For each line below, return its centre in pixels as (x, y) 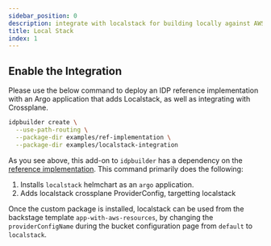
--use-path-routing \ (52, 130)
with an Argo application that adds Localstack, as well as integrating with (129, 99)
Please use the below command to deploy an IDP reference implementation (133, 90)
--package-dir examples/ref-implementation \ (94, 137)
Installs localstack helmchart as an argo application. (107, 184)
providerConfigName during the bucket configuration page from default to (130, 226)
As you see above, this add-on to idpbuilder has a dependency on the (126, 160)
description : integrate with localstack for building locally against (129, 23)
